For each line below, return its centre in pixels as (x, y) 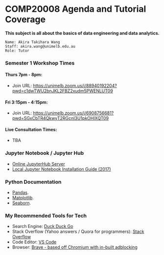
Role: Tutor (17, 51)
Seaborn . (21, 203)
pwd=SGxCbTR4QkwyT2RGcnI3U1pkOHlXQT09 (60, 118)
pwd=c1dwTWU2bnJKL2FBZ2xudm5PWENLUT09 (63, 91)
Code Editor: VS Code (34, 242)
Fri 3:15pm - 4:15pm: (26, 102)
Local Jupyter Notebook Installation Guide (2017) (61, 169)
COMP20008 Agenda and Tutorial (76, 9)
